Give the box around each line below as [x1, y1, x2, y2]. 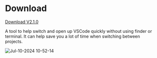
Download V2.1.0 [5, 19, 39, 25]
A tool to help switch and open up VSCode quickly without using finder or [5, 28, 152, 34]
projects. [5, 38, 23, 44]
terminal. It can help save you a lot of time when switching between [5, 33, 140, 39]
